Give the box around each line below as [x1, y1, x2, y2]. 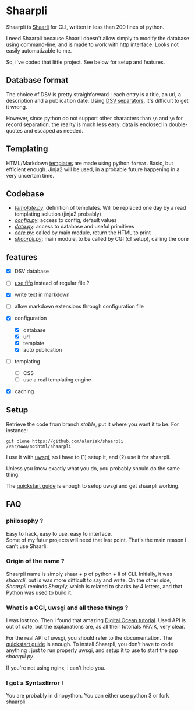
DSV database [14, 268, 49, 275]
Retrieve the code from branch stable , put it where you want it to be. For [6, 421, 179, 428]
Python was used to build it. [6, 589, 73, 596]
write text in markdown [14, 291, 70, 299]
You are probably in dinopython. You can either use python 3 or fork [6, 692, 169, 699]
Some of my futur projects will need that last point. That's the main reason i [6, 536, 186, 543]
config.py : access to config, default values [14, 217, 117, 224]
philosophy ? [6, 517, 44, 525]
